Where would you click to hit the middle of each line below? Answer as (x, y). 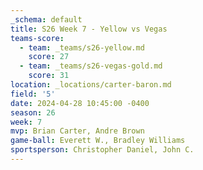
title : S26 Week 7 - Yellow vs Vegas (89, 29)
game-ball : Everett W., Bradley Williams (98, 141)
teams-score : (37, 38)
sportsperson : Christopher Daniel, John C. (102, 150)
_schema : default (46, 19)
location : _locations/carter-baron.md (91, 85)
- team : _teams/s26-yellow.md (82, 47)
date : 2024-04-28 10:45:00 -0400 (80, 103)
